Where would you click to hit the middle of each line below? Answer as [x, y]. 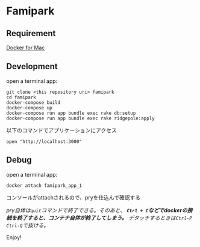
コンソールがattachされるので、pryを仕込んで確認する [73, 197]
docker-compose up [29, 108]
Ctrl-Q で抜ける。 [28, 225]
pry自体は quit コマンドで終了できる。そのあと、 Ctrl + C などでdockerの [97, 210]
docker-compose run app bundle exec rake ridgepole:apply [80, 118]
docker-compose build [33, 102]
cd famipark [21, 97]
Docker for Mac [26, 47]
